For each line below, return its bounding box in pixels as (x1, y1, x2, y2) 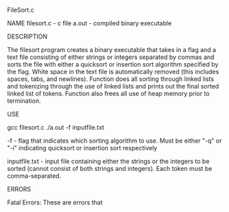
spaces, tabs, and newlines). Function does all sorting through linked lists (7, 75, 215, 83)
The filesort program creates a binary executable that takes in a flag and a (7, 46, 217, 54)
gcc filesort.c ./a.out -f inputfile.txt (7, 123, 105, 131)
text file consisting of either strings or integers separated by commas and (7, 53, 215, 61)
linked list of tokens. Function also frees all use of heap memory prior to (7, 89, 210, 97)
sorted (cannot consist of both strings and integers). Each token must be (7, 165, 213, 172)
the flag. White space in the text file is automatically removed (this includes (7, 68, 219, 75)
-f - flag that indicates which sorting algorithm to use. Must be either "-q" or (7, 137, 222, 145)
